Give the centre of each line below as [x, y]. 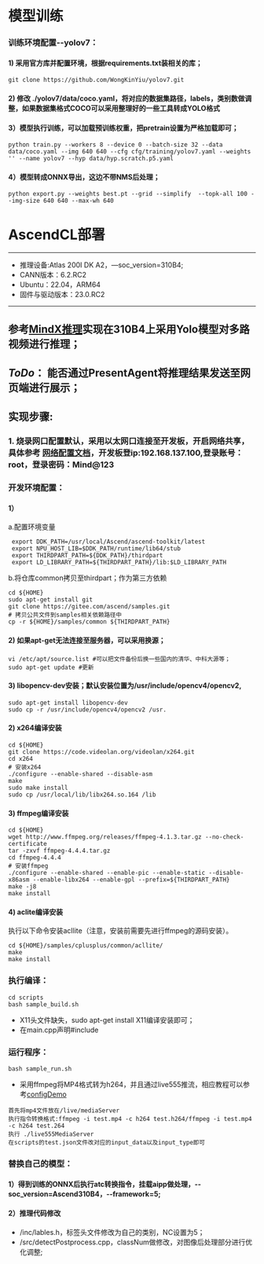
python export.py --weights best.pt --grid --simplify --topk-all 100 [128, 194]
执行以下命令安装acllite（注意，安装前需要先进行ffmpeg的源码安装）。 [121, 931]
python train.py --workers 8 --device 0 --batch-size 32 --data [115, 145]
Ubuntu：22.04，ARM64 [60, 285]
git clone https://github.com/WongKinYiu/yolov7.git [96, 80]
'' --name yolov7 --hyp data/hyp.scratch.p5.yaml [91, 159]
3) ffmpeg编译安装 [38, 813]
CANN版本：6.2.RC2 [53, 275]
